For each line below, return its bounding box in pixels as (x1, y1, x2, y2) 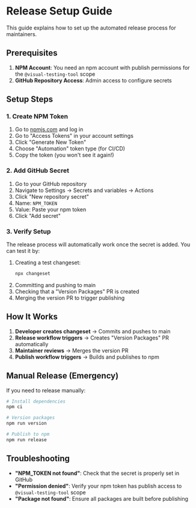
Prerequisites (6, 48, 58, 58)
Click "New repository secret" (14, 193, 89, 200)
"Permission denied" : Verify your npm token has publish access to (14, 482, 182, 489)
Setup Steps (6, 94, 53, 105)
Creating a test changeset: (14, 259, 81, 266)
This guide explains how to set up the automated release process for (6, 24, 176, 31)
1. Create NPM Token (6, 113, 69, 121)
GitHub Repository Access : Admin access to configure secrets (14, 76, 173, 84)
